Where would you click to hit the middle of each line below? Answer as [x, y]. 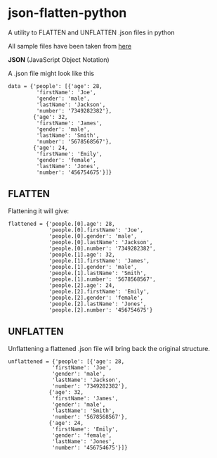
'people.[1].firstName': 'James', [99, 261]
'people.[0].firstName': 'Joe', [96, 230]
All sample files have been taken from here [70, 46]
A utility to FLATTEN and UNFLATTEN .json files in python [91, 32]
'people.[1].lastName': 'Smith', [98, 273]
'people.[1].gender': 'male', [93, 267]
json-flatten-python [67, 13]
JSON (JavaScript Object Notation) [59, 59]
